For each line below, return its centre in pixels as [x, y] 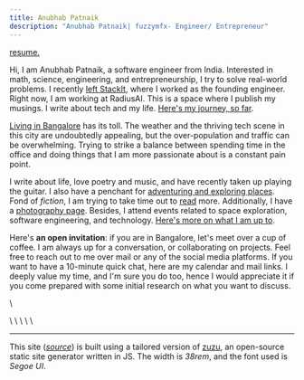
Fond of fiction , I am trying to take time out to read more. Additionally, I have [151, 201]
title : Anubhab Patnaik [54, 18]
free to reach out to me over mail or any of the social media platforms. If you [151, 256]
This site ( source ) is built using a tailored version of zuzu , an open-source [147, 347]
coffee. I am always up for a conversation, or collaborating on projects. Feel [150, 247]
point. [20, 164]
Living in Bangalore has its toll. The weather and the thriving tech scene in [147, 125]
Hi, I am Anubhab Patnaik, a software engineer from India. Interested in [141, 70]
